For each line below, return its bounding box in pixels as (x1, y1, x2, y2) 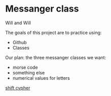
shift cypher (5, 84, 30, 91)
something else (12, 69, 45, 76)
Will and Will (5, 20, 31, 26)
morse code (12, 64, 38, 70)
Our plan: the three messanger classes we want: (5, 54, 106, 61)
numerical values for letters (12, 75, 70, 81)
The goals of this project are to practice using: (5, 29, 102, 35)
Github (12, 39, 27, 45)
